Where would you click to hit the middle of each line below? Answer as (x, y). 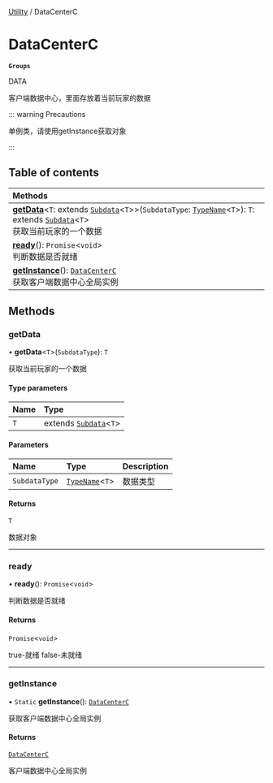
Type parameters (38, 388)
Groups (19, 66)
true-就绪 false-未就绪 (45, 655)
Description (145, 466)
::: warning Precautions (47, 114)
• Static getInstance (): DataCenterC (69, 701)
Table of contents (54, 173)
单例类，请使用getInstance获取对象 (67, 131)
